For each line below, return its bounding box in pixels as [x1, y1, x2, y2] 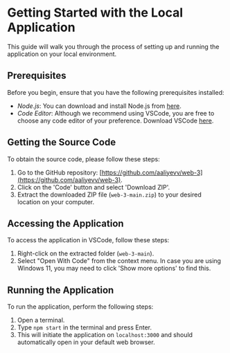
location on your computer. [17, 197, 95, 206]
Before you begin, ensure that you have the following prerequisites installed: [7, 88, 224, 96]
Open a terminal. [17, 316, 65, 325]
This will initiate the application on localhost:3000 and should [17, 331, 193, 339]
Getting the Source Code [7, 136, 116, 148]
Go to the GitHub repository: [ [17, 168, 103, 176]
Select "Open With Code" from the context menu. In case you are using [17, 257, 222, 265]
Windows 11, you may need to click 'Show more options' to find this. [17, 264, 211, 273]
